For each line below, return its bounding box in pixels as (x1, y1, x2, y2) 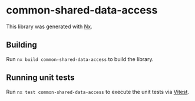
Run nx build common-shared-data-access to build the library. (6, 55, 154, 62)
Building (6, 40, 37, 50)
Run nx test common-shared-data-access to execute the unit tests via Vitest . (6, 88, 190, 95)
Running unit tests (6, 73, 75, 83)
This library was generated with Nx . (6, 23, 92, 30)
